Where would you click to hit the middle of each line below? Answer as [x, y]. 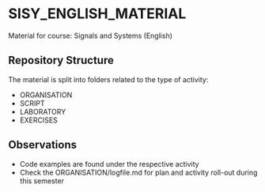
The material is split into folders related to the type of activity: [108, 79]
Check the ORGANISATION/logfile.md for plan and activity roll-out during [138, 172]
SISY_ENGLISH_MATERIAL [97, 14]
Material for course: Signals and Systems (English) [90, 36]
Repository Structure [61, 60]
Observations [43, 145]
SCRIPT [32, 103]
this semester [42, 181]
